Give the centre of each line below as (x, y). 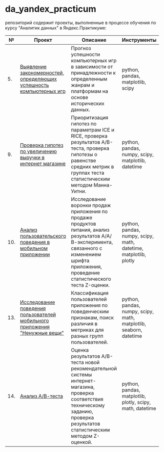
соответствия (87, 399)
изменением (86, 254)
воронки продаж (91, 205)
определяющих (39, 79)
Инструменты (139, 40)
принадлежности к (93, 73)
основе (80, 97)
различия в (84, 323)
